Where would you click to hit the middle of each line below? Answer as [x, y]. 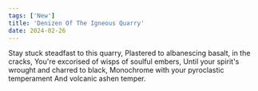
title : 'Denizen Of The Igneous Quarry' [77, 23]
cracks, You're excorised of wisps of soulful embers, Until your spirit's [124, 61]
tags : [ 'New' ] [32, 16]
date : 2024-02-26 [37, 30]
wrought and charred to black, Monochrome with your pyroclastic [116, 70]
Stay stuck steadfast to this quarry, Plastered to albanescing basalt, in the [129, 53]
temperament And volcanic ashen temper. [77, 79]
